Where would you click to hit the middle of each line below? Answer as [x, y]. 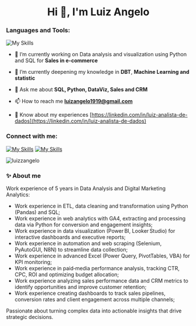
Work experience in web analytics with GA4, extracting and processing [100, 219]
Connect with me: [32, 136]
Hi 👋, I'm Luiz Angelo [98, 12]
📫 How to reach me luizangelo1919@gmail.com [73, 101]
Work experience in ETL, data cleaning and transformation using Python [101, 206]
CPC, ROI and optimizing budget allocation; [67, 274]
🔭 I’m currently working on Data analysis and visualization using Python [101, 55]
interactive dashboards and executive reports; [70, 237]
